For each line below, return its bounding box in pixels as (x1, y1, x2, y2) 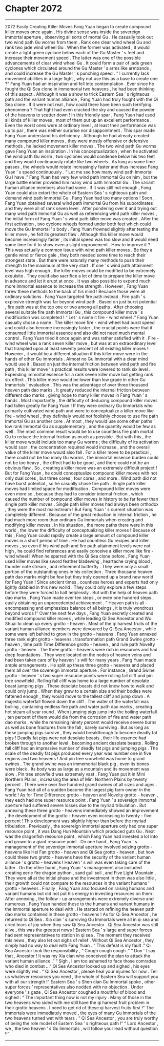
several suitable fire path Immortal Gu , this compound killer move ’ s (5, 309, 143, 315)
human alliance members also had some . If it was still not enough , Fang (5, 184, 151, 191)
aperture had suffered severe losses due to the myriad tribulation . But (5, 802, 146, 808)
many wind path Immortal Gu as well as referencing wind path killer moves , (5, 211, 157, 216)
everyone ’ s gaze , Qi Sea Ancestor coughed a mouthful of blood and (5, 989, 145, 995)
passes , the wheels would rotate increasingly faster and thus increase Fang (5, 164, 158, 170)
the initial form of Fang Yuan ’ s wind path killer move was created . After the (5, 215, 159, 221)
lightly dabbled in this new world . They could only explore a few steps (5, 584, 147, 590)
